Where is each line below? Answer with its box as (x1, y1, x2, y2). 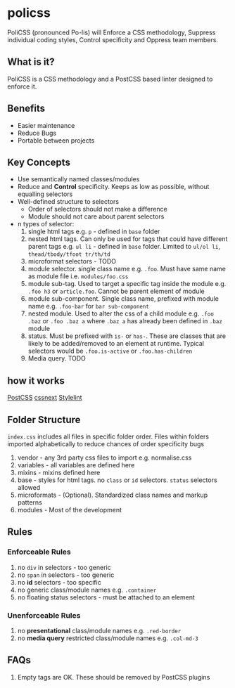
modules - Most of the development (17, 506, 122, 514)
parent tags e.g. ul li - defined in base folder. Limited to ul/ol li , (27, 242, 220, 251)
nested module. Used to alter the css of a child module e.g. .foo (27, 309, 215, 318)
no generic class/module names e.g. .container (17, 585, 157, 594)
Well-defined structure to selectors (17, 197, 120, 206)
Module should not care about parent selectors (27, 212, 165, 221)
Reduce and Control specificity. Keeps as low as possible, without (17, 183, 210, 191)
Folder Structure (7, 413, 81, 426)
